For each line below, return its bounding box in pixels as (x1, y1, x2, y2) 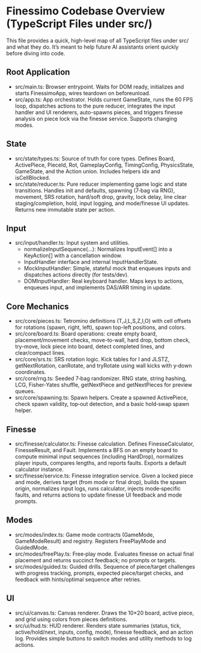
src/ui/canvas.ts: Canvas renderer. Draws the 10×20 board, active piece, (14, 609, 194, 616)
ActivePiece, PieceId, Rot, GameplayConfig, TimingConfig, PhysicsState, (14, 161, 194, 168)
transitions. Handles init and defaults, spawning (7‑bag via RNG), (14, 186, 175, 194)
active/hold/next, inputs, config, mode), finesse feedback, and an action (14, 628, 194, 636)
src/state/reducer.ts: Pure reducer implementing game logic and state (14, 180, 187, 188)
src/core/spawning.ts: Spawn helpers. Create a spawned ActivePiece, (14, 394, 188, 401)
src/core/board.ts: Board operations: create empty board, (14, 330, 157, 337)
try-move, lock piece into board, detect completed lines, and (14, 343, 165, 350)
